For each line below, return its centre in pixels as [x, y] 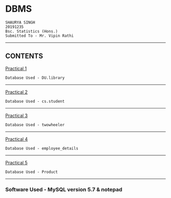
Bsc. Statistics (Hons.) [32, 31]
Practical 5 [17, 162]
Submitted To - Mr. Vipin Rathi [39, 36]
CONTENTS [24, 56]
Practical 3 [17, 116]
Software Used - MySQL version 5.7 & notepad [64, 189]
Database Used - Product [32, 172]
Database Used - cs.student [35, 101]
